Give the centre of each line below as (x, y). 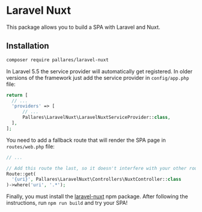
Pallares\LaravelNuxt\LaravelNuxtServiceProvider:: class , (96, 118)
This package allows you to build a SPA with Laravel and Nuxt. (83, 27)
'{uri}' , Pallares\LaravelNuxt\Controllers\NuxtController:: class (96, 180)
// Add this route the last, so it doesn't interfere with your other (96, 168)
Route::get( (21, 174)
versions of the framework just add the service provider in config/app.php (98, 77)
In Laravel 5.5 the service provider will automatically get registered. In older (99, 71)
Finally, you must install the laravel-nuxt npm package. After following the (97, 196)
